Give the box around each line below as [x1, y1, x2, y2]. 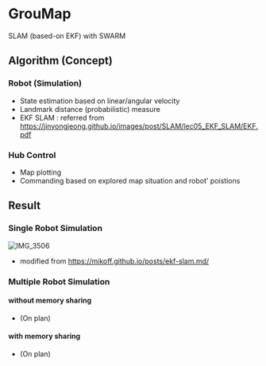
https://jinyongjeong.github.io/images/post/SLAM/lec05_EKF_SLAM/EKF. [19, 121, 258, 131]
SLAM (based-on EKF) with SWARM [8, 31, 126, 40]
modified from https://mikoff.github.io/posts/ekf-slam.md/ [19, 256, 210, 266]
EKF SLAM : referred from [19, 113, 105, 122]
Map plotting [19, 168, 62, 177]
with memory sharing [8, 331, 81, 341]
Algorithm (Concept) [8, 54, 113, 67]
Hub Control [8, 149, 56, 160]
